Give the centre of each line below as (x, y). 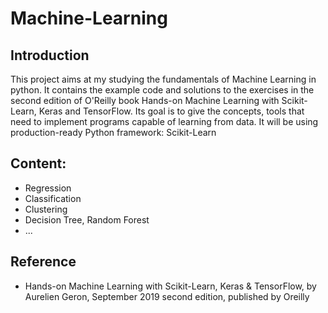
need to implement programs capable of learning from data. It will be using (164, 121)
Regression (48, 188)
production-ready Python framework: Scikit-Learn (113, 132)
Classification (53, 198)
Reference (43, 262)
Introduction (50, 55)
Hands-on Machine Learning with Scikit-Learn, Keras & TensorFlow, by (170, 286)
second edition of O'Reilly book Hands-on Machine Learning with (145, 100)
